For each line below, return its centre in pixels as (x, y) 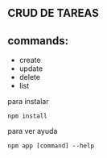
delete (30, 77)
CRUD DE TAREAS (53, 13)
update (31, 69)
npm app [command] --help (51, 146)
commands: (38, 41)
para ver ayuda (33, 131)
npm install (27, 116)
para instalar (28, 102)
